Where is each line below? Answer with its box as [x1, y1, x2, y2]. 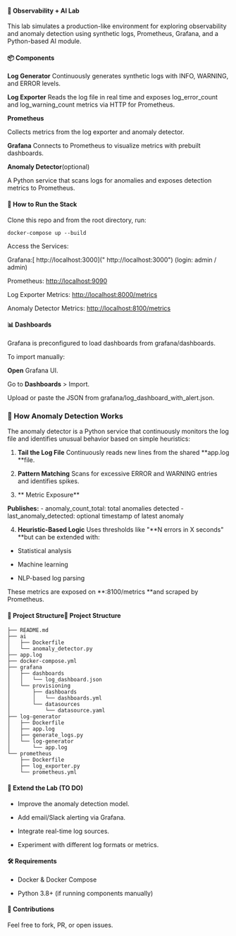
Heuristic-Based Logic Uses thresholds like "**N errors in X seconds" [17, 525, 224, 534]
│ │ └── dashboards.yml [7, 695, 102, 702]
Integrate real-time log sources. [17, 827, 110, 835]
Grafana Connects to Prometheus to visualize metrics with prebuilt [7, 142, 201, 150]
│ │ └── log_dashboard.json [7, 676, 102, 683]
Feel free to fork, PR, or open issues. [7, 920, 113, 929]
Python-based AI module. [7, 37, 82, 46]
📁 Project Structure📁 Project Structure [7, 611, 121, 619]
